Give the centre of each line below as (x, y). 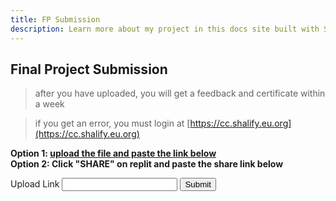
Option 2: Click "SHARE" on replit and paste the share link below (147, 164)
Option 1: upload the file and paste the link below (113, 153)
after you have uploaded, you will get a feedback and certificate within (180, 93)
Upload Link (35, 184)
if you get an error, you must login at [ (112, 123)
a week (49, 104)
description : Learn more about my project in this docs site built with (165, 29)
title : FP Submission (55, 19)
